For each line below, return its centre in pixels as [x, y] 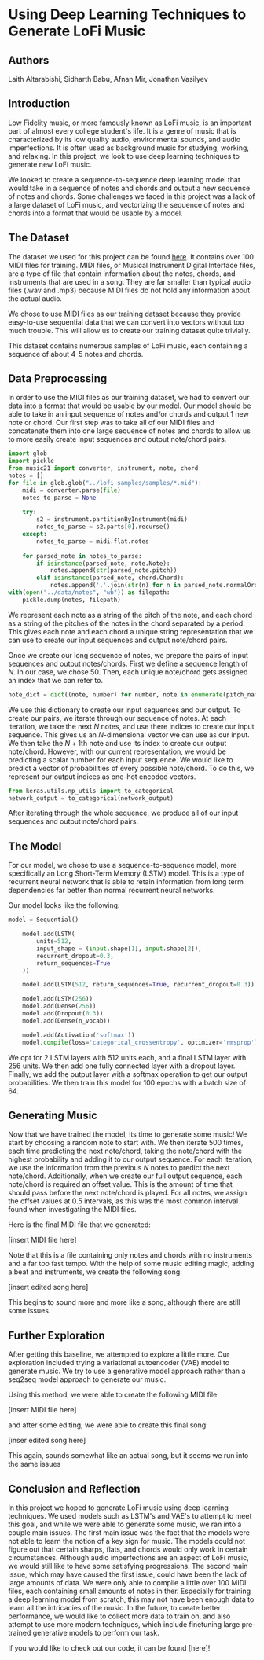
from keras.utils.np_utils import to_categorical [91, 791]
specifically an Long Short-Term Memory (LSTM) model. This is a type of [126, 873]
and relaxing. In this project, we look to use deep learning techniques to [124, 156]
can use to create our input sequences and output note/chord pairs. [118, 640]
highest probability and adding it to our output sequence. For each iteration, [131, 1159]
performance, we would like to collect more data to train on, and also [119, 1616]
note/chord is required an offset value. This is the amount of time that [121, 1184]
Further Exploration [57, 1335]
